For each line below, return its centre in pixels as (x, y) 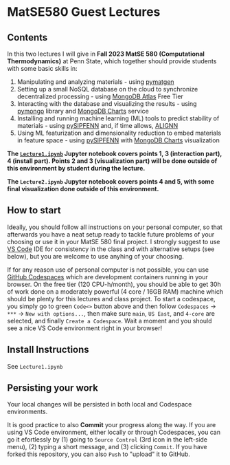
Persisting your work (53, 388)
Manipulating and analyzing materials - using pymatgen (95, 82)
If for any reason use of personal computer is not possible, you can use (108, 270)
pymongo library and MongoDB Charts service (83, 111)
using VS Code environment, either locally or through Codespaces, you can (114, 432)
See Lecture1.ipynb (35, 366)
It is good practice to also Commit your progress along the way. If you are (112, 425)
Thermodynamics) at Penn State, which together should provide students (112, 61)
